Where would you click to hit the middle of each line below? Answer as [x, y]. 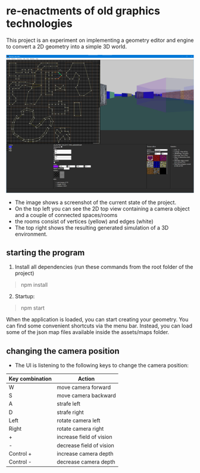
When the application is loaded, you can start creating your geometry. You [97, 320]
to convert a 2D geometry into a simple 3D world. [66, 47]
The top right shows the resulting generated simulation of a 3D [92, 227]
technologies [39, 24]
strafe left [68, 404]
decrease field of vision [85, 445]
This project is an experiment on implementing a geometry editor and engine [100, 40]
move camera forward [84, 387]
